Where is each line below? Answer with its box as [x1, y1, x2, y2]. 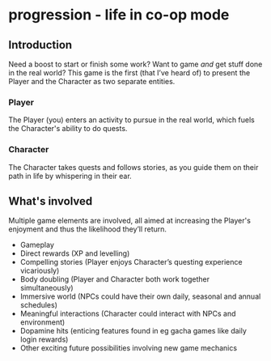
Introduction [8, 38, 73, 52]
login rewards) [19, 334, 69, 345]
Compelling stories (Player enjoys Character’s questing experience [19, 257, 243, 267]
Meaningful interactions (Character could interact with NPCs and [19, 309, 236, 319]
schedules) [19, 300, 58, 310]
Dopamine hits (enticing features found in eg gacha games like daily [19, 326, 247, 336]
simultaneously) [19, 283, 74, 293]
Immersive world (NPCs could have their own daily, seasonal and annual [19, 291, 261, 301]
